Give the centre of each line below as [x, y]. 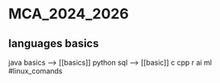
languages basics [54, 43]
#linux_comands [35, 71]
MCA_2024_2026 [68, 14]
